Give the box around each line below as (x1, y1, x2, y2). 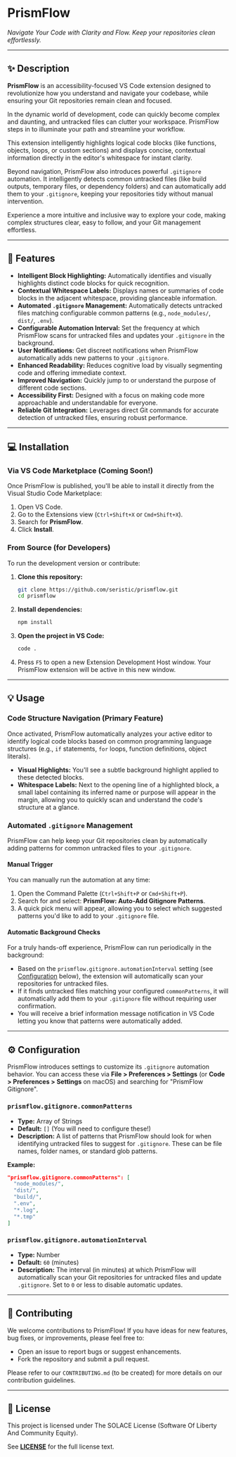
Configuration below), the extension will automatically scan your (17, 972, 204, 981)
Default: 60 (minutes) (17, 1258, 79, 1266)
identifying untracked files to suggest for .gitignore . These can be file (17, 1139, 223, 1147)
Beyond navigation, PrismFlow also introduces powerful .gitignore (7, 167, 202, 175)
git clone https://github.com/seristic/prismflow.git (17, 586, 178, 593)
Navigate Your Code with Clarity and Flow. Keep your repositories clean (7, 28, 216, 37)
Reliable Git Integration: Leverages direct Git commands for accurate (17, 406, 219, 414)
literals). (7, 751, 31, 761)
